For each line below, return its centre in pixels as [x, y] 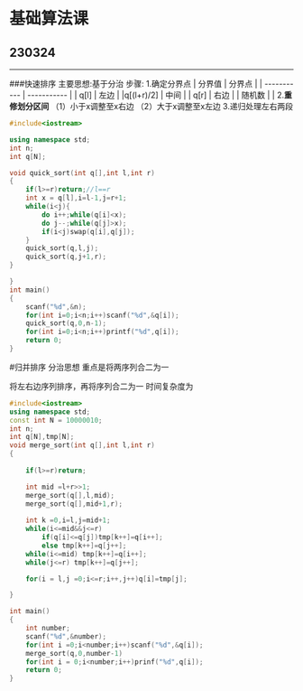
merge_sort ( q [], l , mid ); [70, 495]
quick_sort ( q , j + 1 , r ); [66, 257]
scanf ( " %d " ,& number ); [66, 636]
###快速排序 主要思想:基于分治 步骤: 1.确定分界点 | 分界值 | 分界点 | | [136, 84]
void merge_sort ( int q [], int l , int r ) [82, 445]
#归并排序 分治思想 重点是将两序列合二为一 [89, 367]
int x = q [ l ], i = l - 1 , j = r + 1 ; [76, 198]
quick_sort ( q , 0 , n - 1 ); [66, 323]
